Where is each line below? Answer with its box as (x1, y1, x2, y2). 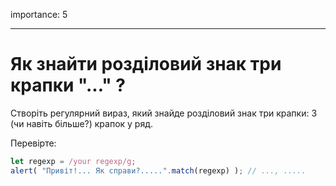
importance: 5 (10, 9, 68, 20)
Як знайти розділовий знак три (10, 53, 282, 76)
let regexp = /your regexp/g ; (10, 156, 137, 166)
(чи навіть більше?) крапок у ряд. (10, 117, 154, 129)
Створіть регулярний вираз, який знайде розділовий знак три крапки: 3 (10, 107, 318, 119)
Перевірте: (10, 137, 57, 149)
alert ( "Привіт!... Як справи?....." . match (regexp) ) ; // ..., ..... (10, 165, 307, 176)
